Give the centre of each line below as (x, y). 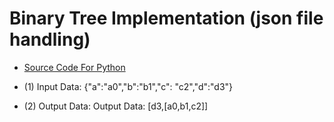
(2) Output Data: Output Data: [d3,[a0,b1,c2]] (116, 106)
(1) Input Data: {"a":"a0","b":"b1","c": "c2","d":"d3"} (128, 86)
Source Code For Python (74, 67)
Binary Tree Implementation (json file (166, 18)
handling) (50, 39)
